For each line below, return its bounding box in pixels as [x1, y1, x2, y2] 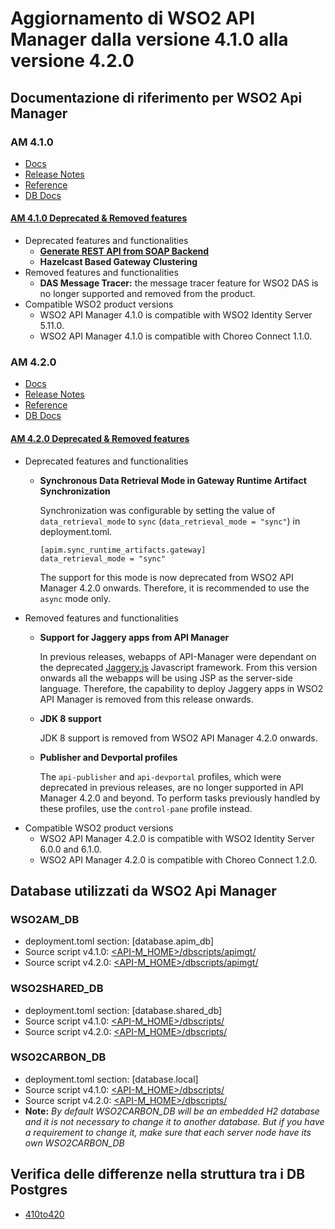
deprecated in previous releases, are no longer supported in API [39, 781, 304, 793]
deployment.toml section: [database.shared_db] [24, 1004, 223, 1016]
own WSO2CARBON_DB [24, 1137, 125, 1149]
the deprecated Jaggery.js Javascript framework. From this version [39, 661, 318, 673]
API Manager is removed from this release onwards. [39, 693, 254, 705]
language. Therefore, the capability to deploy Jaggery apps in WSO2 [39, 682, 324, 694]
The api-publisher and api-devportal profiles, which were [39, 770, 282, 782]
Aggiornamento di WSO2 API [10, 7, 255, 30]
